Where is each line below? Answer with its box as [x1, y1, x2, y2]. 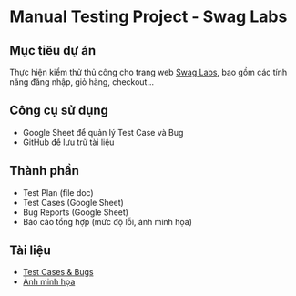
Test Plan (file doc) [22, 187, 94, 198]
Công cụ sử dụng [9, 103, 109, 118]
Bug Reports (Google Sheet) [22, 207, 129, 218]
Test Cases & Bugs [22, 267, 94, 278]
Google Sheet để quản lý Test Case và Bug [22, 127, 184, 138]
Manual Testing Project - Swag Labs [9, 6, 288, 27]
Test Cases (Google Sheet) [22, 197, 125, 208]
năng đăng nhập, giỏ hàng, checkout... [9, 77, 155, 87]
